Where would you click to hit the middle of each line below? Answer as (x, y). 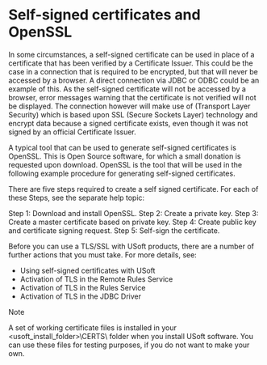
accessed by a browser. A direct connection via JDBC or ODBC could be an (134, 80)
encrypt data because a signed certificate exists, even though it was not (128, 123)
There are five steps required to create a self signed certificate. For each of (133, 189)
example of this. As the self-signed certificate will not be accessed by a (127, 89)
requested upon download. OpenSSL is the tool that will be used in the (125, 164)
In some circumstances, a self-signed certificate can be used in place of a (131, 54)
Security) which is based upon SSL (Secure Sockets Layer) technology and (133, 114)
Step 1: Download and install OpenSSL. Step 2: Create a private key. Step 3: (133, 213)
